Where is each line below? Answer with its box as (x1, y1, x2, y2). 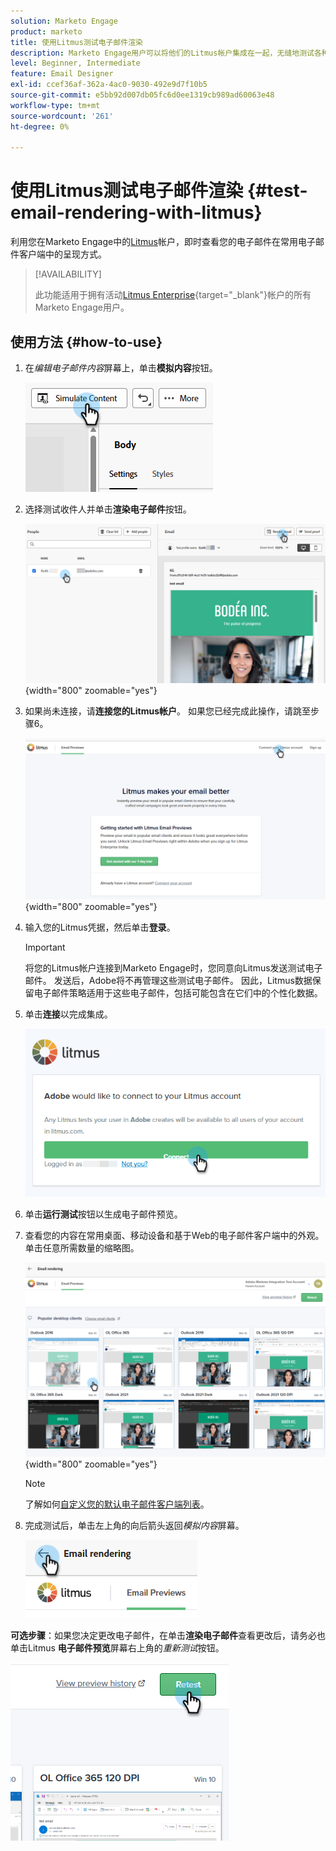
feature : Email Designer (10, 69, 114, 79)
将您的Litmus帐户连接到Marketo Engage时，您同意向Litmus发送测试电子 (24, 962, 323, 974)
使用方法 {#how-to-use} (10, 333, 163, 350)
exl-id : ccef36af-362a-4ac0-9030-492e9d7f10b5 (10, 80, 208, 90)
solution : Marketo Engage (10, 16, 118, 26)
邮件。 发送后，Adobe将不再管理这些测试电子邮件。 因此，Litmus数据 (24, 975, 313, 987)
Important (24, 941, 66, 954)
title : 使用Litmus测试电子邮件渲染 (10, 37, 143, 47)
